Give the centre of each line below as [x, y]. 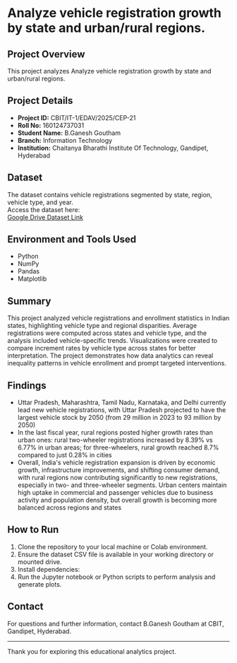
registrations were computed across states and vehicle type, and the [107, 333]
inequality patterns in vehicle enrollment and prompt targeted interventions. [117, 363]
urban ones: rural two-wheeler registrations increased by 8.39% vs [115, 440]
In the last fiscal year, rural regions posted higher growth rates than [115, 433]
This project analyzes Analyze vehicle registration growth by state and [109, 71]
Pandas [29, 271]
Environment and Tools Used [72, 239]
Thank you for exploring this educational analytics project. [92, 651]
